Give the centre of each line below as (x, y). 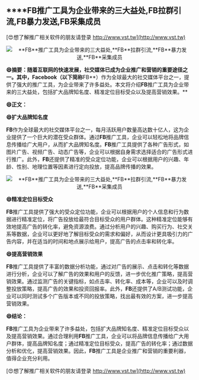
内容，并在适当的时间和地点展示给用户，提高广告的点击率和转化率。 (94, 241)
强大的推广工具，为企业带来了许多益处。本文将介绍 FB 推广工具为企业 (100, 84)
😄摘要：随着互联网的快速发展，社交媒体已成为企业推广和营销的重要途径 (94, 69)
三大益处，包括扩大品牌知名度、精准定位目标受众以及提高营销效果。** (102, 92)
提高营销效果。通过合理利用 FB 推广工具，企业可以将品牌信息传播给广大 (97, 336)
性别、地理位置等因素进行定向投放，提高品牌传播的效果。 (86, 166)
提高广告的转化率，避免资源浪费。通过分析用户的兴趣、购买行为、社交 (102, 226)
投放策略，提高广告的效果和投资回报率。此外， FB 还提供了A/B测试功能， (99, 288)
